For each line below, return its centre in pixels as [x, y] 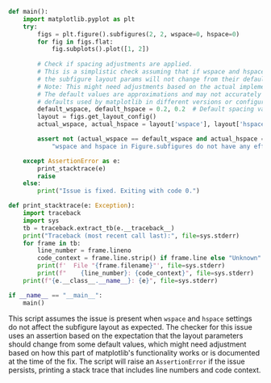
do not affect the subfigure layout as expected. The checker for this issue [130, 326]
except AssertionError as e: [72, 161]
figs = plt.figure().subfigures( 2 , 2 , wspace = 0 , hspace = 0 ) [139, 34]
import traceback [52, 213]
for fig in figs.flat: [75, 42]
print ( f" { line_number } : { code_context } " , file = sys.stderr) [146, 273]
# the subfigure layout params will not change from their [139, 79]
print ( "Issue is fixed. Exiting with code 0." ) [119, 191]
